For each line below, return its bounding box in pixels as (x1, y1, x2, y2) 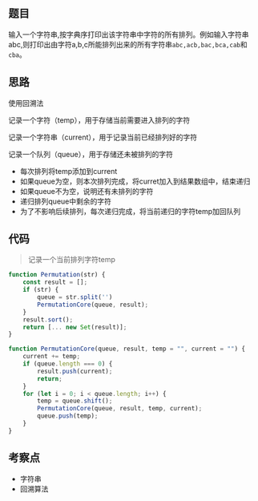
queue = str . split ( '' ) (37, 293, 113, 301)
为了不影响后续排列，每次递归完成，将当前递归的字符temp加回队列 (19, 206, 241, 216)
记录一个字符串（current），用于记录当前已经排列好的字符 (8, 132, 198, 142)
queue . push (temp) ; (37, 412, 99, 420)
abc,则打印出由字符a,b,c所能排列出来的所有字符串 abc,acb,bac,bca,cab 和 (8, 39, 248, 49)
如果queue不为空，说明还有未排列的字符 (19, 186, 154, 196)
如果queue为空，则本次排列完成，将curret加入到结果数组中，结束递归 (19, 176, 251, 186)
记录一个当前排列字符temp (27, 255, 116, 265)
